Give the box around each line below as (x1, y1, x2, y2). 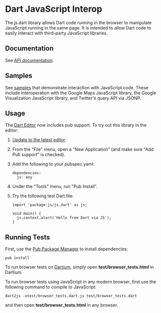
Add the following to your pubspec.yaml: (12, 161, 95, 167)
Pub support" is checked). (12, 152, 65, 157)
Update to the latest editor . (12, 137, 66, 143)
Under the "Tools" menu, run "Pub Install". (12, 183, 98, 189)
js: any (17, 175, 33, 180)
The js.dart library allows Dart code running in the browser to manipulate (5, 20, 152, 26)
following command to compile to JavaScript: (5, 284, 97, 290)
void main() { (12, 211, 41, 216)
